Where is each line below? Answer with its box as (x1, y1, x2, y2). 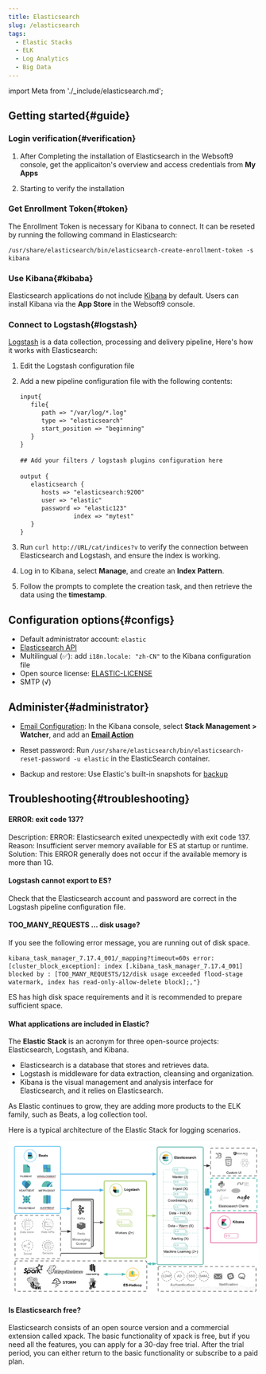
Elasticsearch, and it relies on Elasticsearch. (19, 1086, 164, 1095)
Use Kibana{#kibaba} (8, 272, 94, 284)
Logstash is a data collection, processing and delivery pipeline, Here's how (8, 337, 253, 346)
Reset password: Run (19, 746, 90, 755)
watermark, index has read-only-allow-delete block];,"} (8, 978, 201, 987)
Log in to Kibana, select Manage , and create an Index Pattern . (19, 566, 225, 576)
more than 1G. (8, 857, 54, 867)
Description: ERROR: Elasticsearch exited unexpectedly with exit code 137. (8, 832, 251, 842)
